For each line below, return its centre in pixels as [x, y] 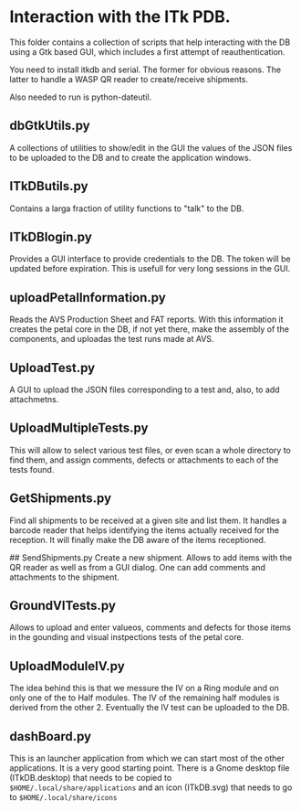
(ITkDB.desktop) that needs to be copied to [91, 778]
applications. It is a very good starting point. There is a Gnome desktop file [150, 768]
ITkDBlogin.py [51, 236]
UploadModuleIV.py [67, 666]
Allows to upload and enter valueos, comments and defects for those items [150, 627]
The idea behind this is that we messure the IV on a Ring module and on [145, 688]
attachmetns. [34, 399]
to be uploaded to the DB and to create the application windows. [130, 157]
